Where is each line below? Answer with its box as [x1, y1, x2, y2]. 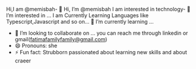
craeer [14, 57, 31, 64]
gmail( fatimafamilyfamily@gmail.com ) [14, 36, 108, 42]
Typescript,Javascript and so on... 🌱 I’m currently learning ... [6, 18, 154, 25]
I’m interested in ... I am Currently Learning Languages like [6, 12, 149, 19]
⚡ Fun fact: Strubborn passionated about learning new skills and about [14, 49, 187, 55]
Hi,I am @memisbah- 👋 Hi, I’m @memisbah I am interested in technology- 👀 [6, 6, 191, 12]
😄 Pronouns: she [14, 42, 58, 49]
